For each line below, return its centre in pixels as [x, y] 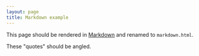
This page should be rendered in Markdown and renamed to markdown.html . [100, 34]
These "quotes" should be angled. [49, 46]
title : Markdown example [37, 17]
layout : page [23, 12]
